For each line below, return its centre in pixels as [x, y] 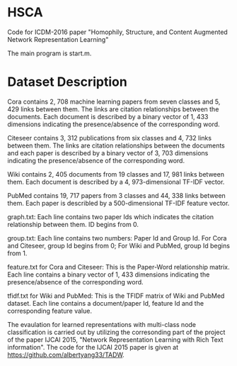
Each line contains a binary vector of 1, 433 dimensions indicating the [109, 274]
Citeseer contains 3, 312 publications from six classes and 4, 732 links [110, 138]
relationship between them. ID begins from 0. [73, 224]
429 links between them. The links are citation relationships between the [113, 109]
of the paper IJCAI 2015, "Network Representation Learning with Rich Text [115, 339]
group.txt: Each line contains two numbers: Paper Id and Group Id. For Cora [117, 238]
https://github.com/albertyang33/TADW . [66, 355]
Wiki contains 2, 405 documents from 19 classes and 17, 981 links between [116, 174]
